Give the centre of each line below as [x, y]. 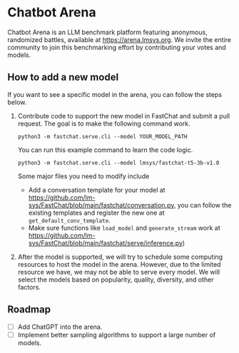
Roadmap [29, 310]
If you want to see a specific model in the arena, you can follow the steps [115, 94]
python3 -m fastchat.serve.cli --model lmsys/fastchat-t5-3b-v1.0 [118, 163]
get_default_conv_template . [69, 220]
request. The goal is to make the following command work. [104, 123]
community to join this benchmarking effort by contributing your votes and [117, 47]
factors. [29, 287]
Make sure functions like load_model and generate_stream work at [124, 227]
